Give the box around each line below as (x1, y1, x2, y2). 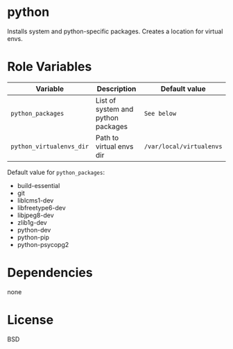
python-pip (17, 233, 50, 241)
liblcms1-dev (17, 196, 54, 205)
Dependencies (7, 265, 93, 281)
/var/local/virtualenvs (144, 142, 223, 150)
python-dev (17, 225, 51, 234)
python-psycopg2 (17, 240, 69, 248)
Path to (96, 133, 119, 142)
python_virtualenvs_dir (10, 142, 89, 150)
